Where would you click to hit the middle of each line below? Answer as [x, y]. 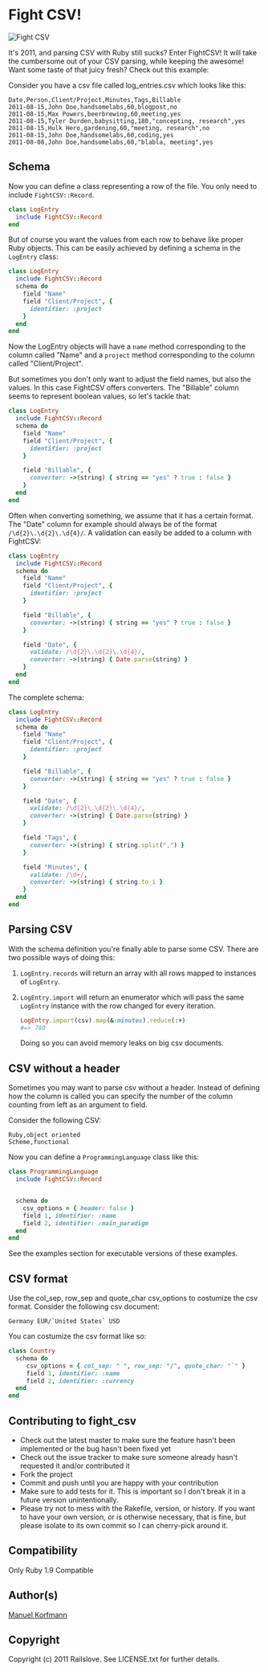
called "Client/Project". [46, 364]
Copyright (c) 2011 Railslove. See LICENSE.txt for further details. [114, 1659]
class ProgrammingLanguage [53, 1172]
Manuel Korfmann [38, 1615]
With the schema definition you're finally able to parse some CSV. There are [134, 949]
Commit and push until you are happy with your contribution [119, 1483]
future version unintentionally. [69, 1500]
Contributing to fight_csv [72, 1421]
